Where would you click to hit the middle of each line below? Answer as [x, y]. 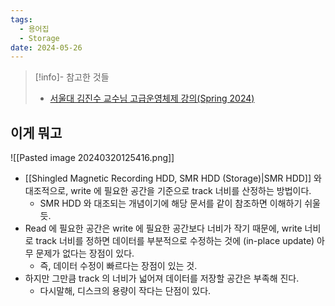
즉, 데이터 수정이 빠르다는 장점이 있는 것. [118, 266]
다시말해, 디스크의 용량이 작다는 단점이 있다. [125, 291]
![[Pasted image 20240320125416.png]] [92, 158]
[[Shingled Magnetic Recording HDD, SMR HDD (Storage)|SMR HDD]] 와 [173, 178]
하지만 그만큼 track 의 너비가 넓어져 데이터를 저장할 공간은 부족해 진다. [162, 278]
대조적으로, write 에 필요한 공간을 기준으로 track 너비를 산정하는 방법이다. [168, 191]
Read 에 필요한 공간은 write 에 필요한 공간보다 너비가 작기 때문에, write [163, 228]
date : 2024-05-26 [46, 47]
